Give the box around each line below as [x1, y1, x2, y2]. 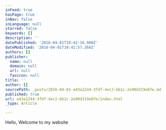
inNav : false [5, 17, 33, 22]
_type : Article [5, 101, 37, 106]
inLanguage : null [5, 21, 42, 27]
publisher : [5, 54, 28, 59]
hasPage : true [5, 12, 35, 17]
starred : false [5, 26, 37, 31]
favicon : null [10, 73, 39, 78]
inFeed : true [5, 7, 33, 13]
